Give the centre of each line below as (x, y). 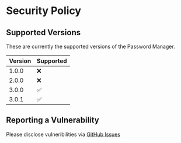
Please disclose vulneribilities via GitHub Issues (63, 134)
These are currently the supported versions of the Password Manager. (90, 46)
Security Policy (44, 11)
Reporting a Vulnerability (53, 120)
